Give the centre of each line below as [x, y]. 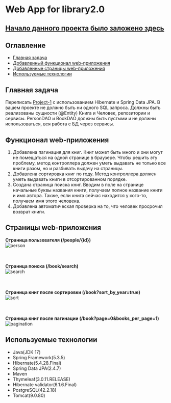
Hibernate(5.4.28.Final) [37, 363]
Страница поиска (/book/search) [42, 266]
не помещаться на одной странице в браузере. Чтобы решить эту [85, 158]
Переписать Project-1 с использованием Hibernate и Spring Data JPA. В [83, 102]
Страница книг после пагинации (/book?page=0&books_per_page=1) [82, 318]
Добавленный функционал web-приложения [62, 63]
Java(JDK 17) [27, 352]
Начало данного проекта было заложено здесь [85, 28]
